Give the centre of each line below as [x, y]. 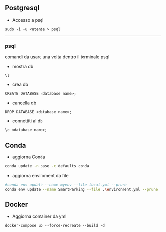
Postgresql [22, 8]
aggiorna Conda [29, 157]
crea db [20, 85]
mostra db [23, 67]
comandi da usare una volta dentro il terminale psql [57, 57]
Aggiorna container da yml [39, 216]
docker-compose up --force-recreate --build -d [55, 226]
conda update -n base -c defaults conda [47, 166]
